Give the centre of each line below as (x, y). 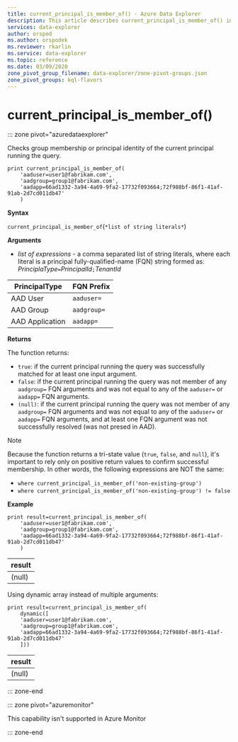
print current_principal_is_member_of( (66, 169)
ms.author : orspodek (38, 40)
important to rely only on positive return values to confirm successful (108, 462)
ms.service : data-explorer (47, 54)
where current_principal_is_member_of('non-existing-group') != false (124, 491)
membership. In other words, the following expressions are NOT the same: (116, 469)
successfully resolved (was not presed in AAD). (87, 427)
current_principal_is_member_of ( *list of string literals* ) (97, 227)
